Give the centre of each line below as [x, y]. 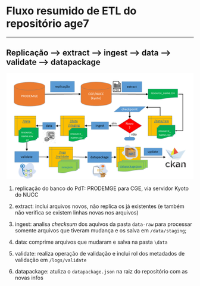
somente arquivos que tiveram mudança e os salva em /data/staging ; [101, 231]
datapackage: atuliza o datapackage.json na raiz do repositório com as [101, 272]
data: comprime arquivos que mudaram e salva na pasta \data [91, 242]
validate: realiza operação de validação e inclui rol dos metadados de [100, 254]
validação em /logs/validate [51, 260]
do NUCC [26, 195]
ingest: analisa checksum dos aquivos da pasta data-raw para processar [103, 224]
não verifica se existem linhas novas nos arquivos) [76, 213]
